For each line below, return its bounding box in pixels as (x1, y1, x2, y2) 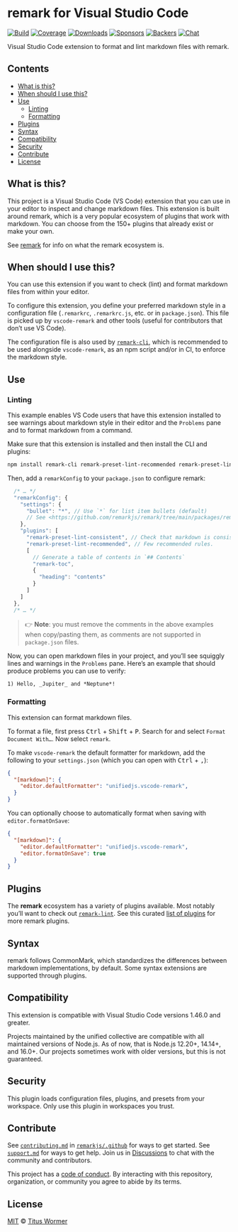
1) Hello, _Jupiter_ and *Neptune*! (7, 680, 115, 687)
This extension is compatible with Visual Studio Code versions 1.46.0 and (7, 1010, 221, 1019)
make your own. (7, 227, 55, 235)
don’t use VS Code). (7, 324, 67, 333)
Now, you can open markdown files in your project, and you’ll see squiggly (7, 652, 225, 660)
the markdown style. (7, 353, 67, 362)
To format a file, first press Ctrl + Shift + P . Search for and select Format (7, 727, 226, 735)
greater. (7, 1018, 30, 1027)
